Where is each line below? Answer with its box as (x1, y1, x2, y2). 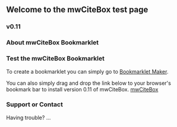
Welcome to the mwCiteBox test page (6, 5, 148, 15)
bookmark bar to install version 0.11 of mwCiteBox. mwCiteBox (6, 85, 159, 93)
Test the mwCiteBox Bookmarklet (6, 55, 105, 63)
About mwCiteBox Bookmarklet (6, 39, 99, 47)
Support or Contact (6, 100, 64, 109)
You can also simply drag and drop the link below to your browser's (6, 80, 171, 87)
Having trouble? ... (6, 114, 51, 121)
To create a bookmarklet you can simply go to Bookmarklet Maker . (6, 68, 169, 75)
